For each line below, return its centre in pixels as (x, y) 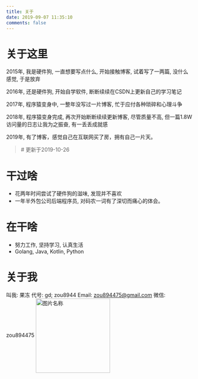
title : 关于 (20, 12)
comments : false (26, 23)
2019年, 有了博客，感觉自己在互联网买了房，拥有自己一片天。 (81, 137)
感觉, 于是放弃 (23, 79)
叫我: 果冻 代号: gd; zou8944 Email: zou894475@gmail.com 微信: (86, 295)
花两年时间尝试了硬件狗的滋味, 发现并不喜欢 (68, 193)
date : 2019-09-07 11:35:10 (39, 17)
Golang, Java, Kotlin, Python (49, 252)
